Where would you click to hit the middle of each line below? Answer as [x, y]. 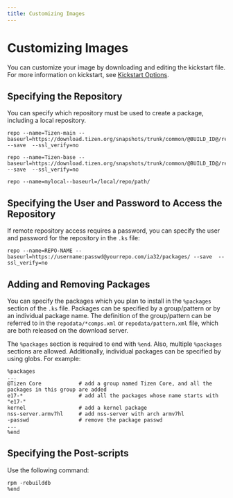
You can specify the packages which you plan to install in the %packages [109, 301]
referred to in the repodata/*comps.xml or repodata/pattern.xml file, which [113, 323]
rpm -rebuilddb [29, 483]
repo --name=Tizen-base [42, 158]
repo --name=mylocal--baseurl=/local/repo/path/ [79, 182]
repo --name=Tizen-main [42, 133]
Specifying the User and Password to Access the [115, 203]
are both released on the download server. [68, 330]
